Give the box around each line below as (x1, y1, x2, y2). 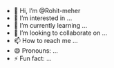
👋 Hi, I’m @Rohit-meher (13, 7, 81, 15)
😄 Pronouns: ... (13, 46, 59, 55)
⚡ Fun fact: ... (13, 54, 52, 62)
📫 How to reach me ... (13, 37, 78, 44)
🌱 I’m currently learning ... (13, 22, 88, 29)
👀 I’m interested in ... (13, 14, 73, 22)
